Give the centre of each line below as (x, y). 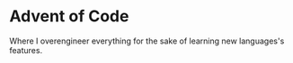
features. (26, 50)
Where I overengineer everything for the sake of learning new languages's (147, 41)
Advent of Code (69, 16)
